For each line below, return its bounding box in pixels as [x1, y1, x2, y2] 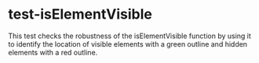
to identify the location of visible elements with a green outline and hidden [8, 39, 248, 48]
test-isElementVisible [8, 5, 153, 23]
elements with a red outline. [8, 47, 98, 57]
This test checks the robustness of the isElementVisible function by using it [8, 31, 251, 40]
